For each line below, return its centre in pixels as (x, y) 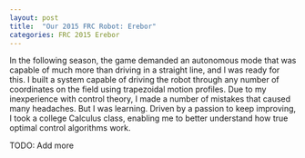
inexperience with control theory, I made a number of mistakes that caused (150, 99)
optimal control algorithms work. (70, 128)
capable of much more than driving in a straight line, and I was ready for (145, 70)
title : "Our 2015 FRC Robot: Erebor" (83, 26)
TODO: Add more (42, 145)
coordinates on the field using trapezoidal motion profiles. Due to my (138, 89)
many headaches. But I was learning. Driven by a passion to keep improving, (153, 109)
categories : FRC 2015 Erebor (65, 35)
